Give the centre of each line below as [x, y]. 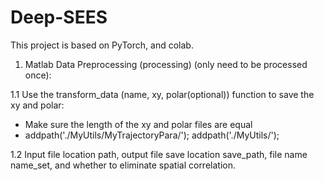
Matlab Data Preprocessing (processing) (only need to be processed [166, 64]
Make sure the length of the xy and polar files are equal [138, 124]
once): [38, 75]
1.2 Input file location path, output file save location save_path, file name [159, 154]
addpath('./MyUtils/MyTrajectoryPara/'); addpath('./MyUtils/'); [152, 135]
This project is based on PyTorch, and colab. [102, 45]
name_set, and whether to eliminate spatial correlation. [123, 165]
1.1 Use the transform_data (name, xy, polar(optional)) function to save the [162, 94]
